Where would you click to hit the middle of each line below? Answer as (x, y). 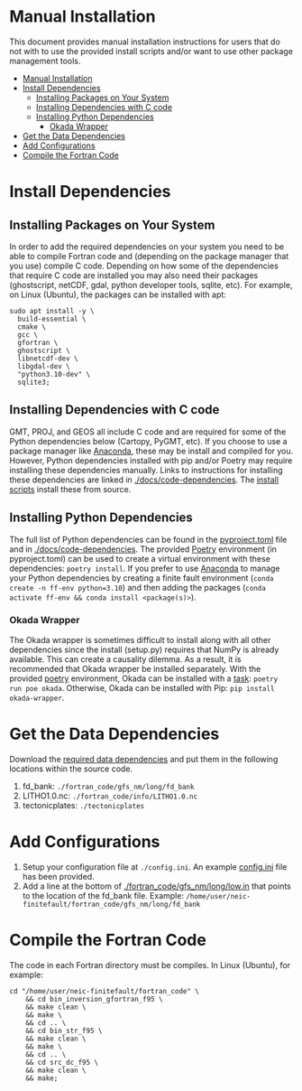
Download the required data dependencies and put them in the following (144, 759)
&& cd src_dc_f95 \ (62, 1062)
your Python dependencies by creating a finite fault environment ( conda (142, 578)
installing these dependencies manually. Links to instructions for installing (146, 470)
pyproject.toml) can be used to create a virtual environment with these (140, 558)
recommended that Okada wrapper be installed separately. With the (135, 668)
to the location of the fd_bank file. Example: (103, 895)
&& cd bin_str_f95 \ (64, 1030)
